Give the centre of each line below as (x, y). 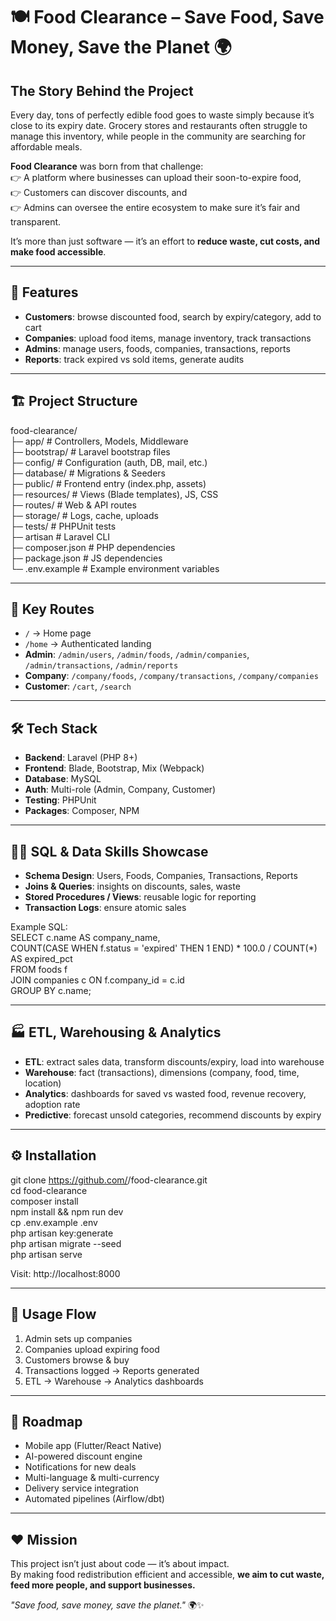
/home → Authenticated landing (88, 644)
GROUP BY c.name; (51, 991)
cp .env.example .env (54, 1222)
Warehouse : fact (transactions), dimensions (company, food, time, (162, 1072)
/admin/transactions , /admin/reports (101, 665)
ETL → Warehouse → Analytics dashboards (114, 1381)
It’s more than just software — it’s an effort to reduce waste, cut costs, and (165, 241)
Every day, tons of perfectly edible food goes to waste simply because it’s (162, 115)
